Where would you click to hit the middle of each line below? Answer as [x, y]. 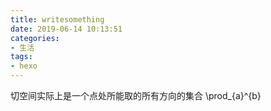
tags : [21, 57]
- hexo [24, 66]
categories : [35, 38]
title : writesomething [57, 19]
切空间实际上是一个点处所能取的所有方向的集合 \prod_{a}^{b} [136, 95]
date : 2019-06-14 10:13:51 [66, 29]
